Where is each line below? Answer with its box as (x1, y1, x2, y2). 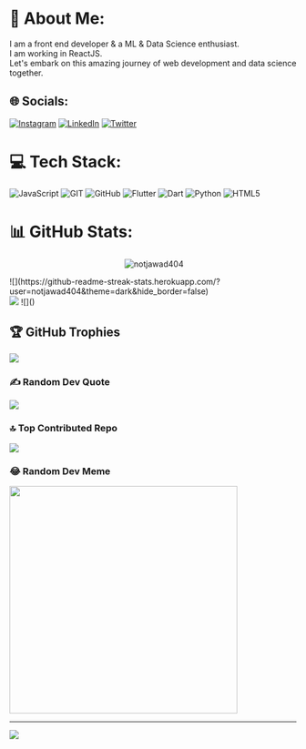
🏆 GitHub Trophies (9, 324, 121, 339)
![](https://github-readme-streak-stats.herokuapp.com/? (9, 277, 220, 288)
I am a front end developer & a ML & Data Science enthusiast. (9, 38, 240, 49)
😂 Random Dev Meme (9, 464, 111, 477)
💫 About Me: (9, 8, 106, 29)
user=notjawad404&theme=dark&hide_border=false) (9, 286, 209, 297)
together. (9, 67, 44, 78)
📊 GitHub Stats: (9, 221, 134, 242)
